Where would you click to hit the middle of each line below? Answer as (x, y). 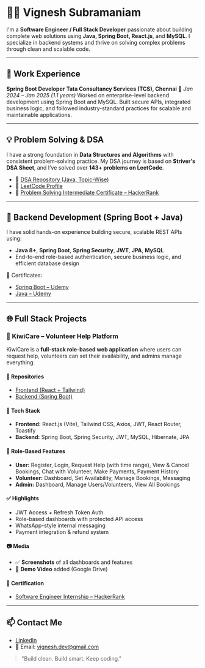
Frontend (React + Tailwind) (50, 390)
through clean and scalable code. (48, 49)
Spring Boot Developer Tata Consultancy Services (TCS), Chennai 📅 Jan (100, 89)
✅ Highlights (23, 498)
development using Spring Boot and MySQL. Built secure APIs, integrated (99, 102)
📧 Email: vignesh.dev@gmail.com (57, 647)
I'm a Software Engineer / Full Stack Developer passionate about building (99, 29)
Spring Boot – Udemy (42, 287)
